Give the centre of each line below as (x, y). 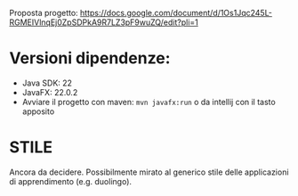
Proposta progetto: (44, 13)
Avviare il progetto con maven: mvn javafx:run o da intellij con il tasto (149, 102)
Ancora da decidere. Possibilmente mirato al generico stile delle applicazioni (149, 172)
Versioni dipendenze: (90, 58)
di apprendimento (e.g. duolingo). (70, 181)
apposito (38, 111)
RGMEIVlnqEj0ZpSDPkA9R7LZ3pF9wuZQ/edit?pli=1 (104, 22)
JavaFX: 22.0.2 (50, 92)
